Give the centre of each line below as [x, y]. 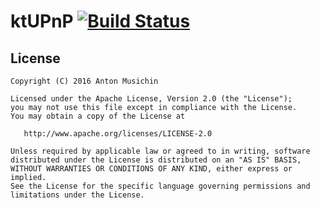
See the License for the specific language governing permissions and [160, 186]
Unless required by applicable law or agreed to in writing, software [160, 151]
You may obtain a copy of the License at [98, 116]
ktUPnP [42, 21]
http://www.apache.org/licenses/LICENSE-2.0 [118, 134]
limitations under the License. [77, 195]
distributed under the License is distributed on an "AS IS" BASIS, [156, 160]
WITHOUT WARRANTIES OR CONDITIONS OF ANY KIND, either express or [151, 169]
